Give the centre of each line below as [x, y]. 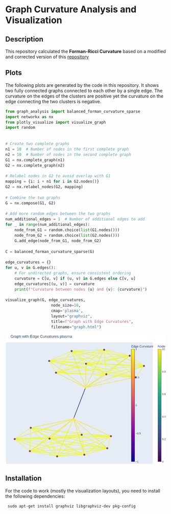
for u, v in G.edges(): [31, 268]
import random [20, 128]
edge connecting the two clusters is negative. [53, 101]
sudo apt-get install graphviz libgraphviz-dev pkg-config [72, 506]
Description [24, 39]
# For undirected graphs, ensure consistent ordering [73, 273]
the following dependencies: [35, 496]
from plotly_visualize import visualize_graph [56, 122]
